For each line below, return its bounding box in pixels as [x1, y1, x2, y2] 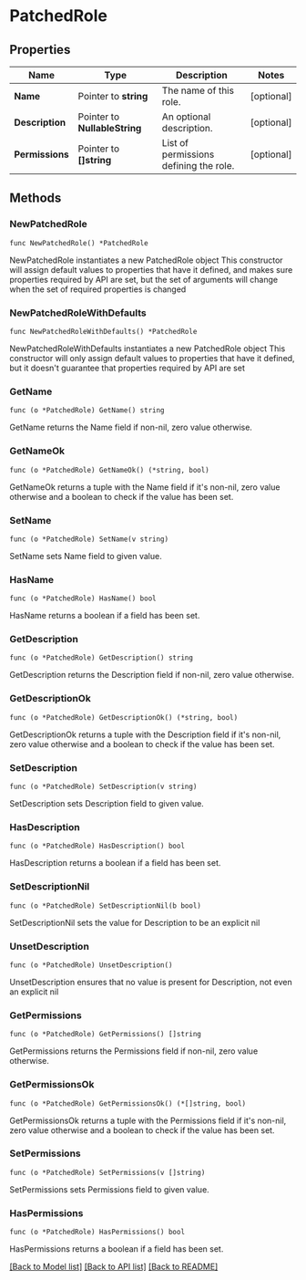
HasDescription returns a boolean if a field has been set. [9, 858, 221, 869]
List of [161, 137, 189, 149]
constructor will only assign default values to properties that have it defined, [9, 352, 295, 363]
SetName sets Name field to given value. [9, 550, 162, 561]
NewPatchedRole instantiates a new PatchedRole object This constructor [9, 255, 284, 265]
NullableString [77, 122, 142, 134]
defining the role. [161, 160, 235, 172]
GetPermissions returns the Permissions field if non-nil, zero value [9, 1046, 259, 1056]
